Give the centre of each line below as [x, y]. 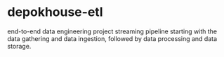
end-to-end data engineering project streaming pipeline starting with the [112, 31]
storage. [19, 46]
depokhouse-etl [55, 12]
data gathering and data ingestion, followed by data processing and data [112, 38]
